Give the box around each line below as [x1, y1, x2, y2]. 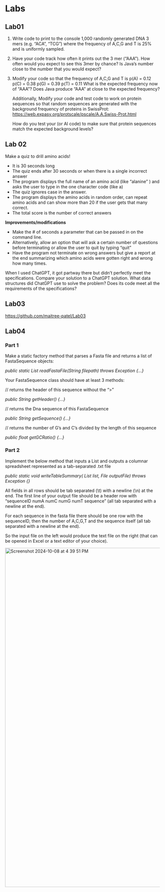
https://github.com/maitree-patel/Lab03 [5, 313, 86, 319]
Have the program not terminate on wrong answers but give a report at [12, 249, 156, 256]
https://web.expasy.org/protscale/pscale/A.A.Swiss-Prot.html [12, 111, 137, 117]
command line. [12, 234, 43, 240]
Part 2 [5, 447, 20, 454]
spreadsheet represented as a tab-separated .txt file [5, 463, 111, 469]
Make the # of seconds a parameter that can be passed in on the [12, 229, 144, 235]
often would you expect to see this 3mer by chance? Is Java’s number [12, 61, 154, 66]
